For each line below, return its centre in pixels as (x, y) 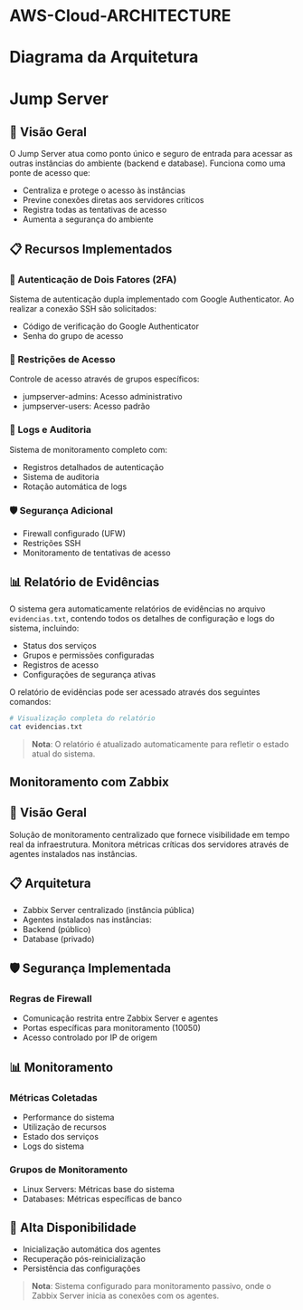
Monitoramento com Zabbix (89, 781)
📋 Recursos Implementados (91, 249)
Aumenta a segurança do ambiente (88, 219)
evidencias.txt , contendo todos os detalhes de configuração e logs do (142, 618)
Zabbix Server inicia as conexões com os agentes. (125, 1296)
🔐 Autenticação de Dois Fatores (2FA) (93, 279)
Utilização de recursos (64, 1127)
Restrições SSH (52, 543)
